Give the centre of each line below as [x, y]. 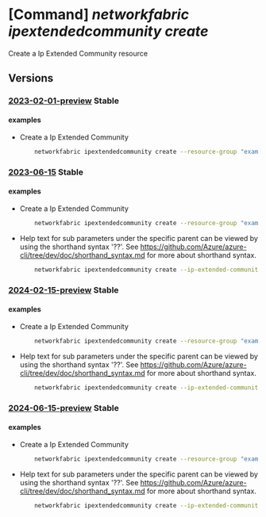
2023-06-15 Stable [46, 172]
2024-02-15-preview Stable [64, 290]
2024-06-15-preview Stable [64, 408]
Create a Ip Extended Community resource [78, 53]
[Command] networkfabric [98, 15]
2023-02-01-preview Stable [64, 101]
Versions [31, 78]
